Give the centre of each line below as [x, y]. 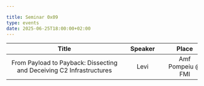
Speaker [143, 49]
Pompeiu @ [185, 67]
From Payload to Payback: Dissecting [64, 63]
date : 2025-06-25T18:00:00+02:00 [49, 28]
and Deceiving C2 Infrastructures [65, 70]
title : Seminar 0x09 [32, 17]
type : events [23, 23]
